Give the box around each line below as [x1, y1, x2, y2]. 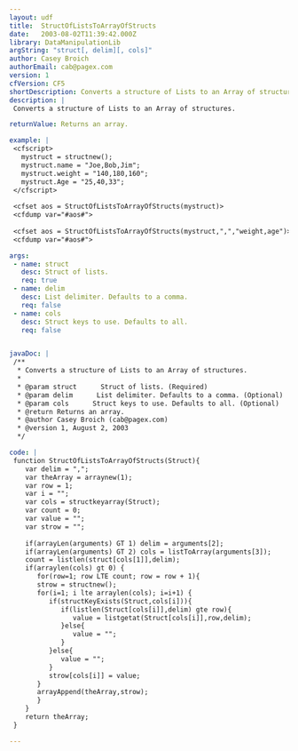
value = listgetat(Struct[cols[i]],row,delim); [72, 613, 252, 622]
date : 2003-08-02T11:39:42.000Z [9, 29, 137, 38]
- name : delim [12, 284, 66, 293]
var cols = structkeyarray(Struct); [25, 498, 161, 507]
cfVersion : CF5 [9, 79, 66, 88]
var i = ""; [25, 490, 69, 499]
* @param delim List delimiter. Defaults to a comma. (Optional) [17, 390, 284, 400]
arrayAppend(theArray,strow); [36, 688, 149, 697]
